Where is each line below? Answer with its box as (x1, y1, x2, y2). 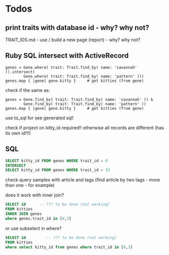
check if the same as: (5, 87, 50, 93)
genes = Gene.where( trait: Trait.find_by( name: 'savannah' (5, 65, 138, 70)
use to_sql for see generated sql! (5, 115, 74, 121)
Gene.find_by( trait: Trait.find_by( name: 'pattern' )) (23, 101, 146, 107)
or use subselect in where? (5, 225, 62, 231)
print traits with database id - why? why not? (5, 23, 150, 32)
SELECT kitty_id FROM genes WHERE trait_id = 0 (5, 158, 108, 163)
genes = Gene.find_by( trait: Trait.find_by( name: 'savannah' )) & (5, 97, 153, 102)
